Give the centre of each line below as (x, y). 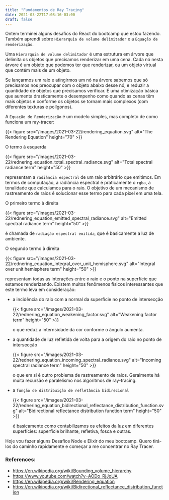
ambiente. (16, 239)
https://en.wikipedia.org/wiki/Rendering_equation (63, 481)
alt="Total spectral (133, 162)
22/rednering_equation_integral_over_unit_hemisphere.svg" (67, 264)
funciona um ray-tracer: (30, 122)
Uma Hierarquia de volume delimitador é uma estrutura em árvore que (79, 54)
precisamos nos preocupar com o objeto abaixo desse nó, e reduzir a (77, 85)
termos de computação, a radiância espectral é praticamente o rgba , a (78, 183)
